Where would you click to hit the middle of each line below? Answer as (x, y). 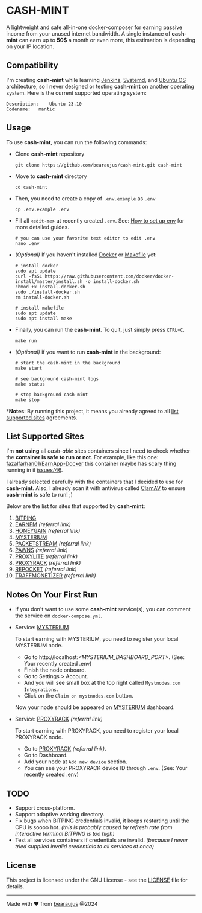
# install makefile (39, 308)
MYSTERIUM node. (39, 646)
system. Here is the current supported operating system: (77, 93)
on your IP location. (30, 46)
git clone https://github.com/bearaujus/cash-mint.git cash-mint (98, 165)
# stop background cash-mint (51, 395)
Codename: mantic (31, 109)
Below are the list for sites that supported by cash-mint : (76, 506)
